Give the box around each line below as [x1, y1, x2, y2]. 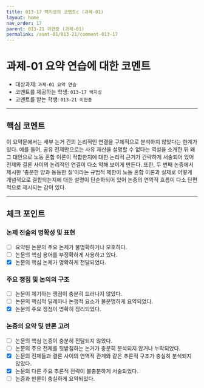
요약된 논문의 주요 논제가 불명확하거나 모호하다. [15, 243, 127, 250]
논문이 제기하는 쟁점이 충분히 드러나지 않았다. [15, 290, 123, 298]
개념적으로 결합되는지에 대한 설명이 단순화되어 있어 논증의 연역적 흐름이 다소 [6, 176, 186, 183]
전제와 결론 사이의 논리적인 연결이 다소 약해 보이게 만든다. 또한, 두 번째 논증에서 [6, 161, 194, 168]
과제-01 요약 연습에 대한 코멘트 [6, 59, 151, 73]
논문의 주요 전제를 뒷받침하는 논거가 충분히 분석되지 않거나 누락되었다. [15, 344, 181, 352]
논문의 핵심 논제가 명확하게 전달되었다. [15, 258, 106, 266]
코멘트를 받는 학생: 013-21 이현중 [15, 96, 92, 103]
